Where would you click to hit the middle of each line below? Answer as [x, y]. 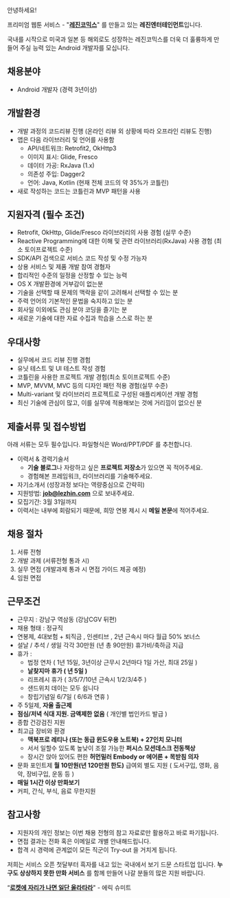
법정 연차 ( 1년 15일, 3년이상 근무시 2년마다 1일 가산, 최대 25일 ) [112, 662]
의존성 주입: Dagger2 [56, 174]
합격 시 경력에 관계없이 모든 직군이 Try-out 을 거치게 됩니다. [97, 849]
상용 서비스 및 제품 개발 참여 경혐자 [64, 267]
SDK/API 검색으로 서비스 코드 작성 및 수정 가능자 [82, 258]
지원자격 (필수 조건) [46, 215]
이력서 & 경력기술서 [43, 459]
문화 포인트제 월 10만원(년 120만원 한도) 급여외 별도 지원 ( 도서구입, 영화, [114, 765]
